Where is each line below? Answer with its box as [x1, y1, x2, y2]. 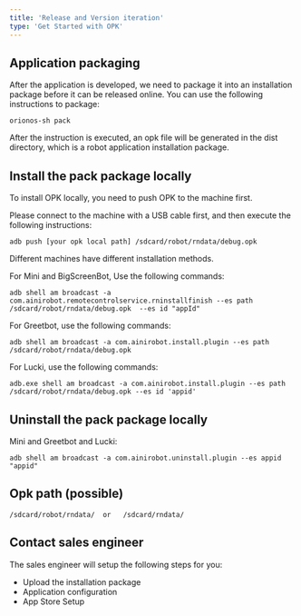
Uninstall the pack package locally [9, 412, 209, 427]
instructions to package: [9, 99, 100, 110]
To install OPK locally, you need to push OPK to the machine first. [9, 193, 253, 204]
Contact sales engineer [9, 535, 144, 551]
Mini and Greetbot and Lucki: [9, 435, 118, 446]
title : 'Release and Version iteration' [9, 13, 165, 23]
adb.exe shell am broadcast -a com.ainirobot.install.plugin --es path [9, 379, 286, 389]
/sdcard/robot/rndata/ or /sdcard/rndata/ [9, 510, 184, 519]
